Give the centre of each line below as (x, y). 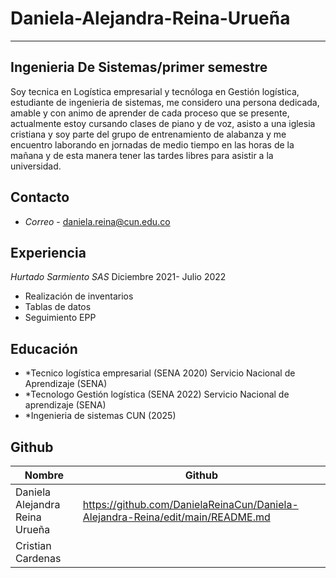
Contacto (40, 197)
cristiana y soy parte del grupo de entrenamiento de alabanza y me (148, 134)
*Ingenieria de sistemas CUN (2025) (100, 416)
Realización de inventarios (79, 296)
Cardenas (38, 558)
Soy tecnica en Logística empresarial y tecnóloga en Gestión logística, (155, 91)
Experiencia (48, 252)
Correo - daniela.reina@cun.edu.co (97, 221)
